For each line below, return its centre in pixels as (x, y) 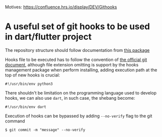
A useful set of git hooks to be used (77, 27)
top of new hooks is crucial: (33, 75)
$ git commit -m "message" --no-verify (45, 130)
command (15, 121)
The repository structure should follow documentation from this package (77, 50)
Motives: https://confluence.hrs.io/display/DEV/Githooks (61, 7)
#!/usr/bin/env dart (26, 107)
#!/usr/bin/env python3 (29, 84)
